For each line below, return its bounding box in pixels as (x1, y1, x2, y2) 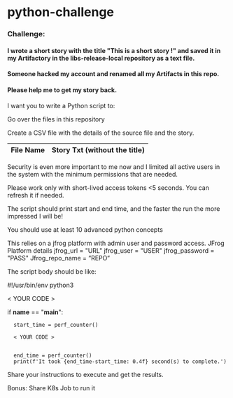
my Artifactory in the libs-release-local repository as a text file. (7, 54, 195, 62)
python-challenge (7, 4, 114, 20)
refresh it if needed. (7, 191, 64, 199)
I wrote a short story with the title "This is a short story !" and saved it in (7, 46, 221, 54)
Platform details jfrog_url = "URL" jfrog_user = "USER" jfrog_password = (7, 246, 215, 255)
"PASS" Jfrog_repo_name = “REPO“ (7, 253, 111, 262)
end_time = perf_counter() (13, 352, 92, 359)
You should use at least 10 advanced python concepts (7, 225, 163, 234)
